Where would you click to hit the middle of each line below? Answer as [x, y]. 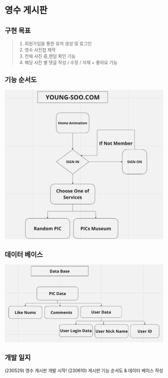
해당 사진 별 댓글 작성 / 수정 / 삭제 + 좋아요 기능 [71, 62]
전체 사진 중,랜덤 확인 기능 [50, 56]
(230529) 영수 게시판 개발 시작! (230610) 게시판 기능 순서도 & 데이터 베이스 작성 [84, 370]
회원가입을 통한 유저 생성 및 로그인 [58, 44]
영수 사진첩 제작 [40, 50]
